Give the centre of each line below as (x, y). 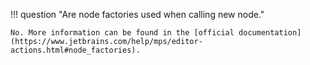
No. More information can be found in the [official (122, 33)
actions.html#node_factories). (75, 50)
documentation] (270, 33)
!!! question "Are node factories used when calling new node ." (137, 14)
